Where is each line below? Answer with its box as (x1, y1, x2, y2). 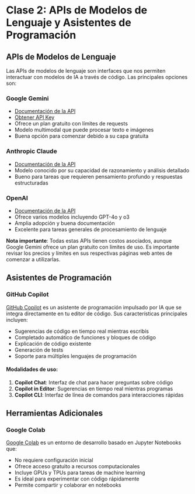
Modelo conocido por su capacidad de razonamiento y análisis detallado (14, 166, 190, 173)
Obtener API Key (14, 114, 55, 121)
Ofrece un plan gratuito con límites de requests (14, 120, 128, 127)
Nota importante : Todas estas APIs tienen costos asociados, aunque (6, 237, 172, 244)
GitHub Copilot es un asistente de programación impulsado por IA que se (6, 304, 182, 311)
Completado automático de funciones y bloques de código (14, 333, 156, 340)
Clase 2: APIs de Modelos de (6, 4, 148, 17)
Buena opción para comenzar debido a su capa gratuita (14, 132, 149, 139)
